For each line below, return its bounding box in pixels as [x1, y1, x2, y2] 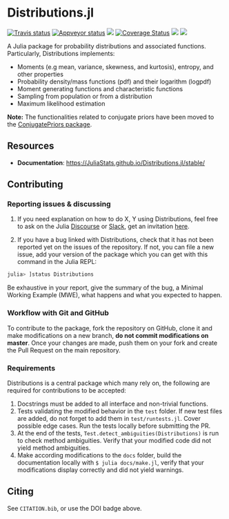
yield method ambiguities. [17, 444, 91, 452]
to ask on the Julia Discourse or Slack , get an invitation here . [17, 223, 190, 231]
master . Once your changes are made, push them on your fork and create [7, 339, 218, 347]
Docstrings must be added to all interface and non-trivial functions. [17, 399, 208, 408]
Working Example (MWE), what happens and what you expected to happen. [7, 291, 223, 299]
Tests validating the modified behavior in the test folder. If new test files [17, 406, 223, 415]
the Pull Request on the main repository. [7, 346, 121, 354]
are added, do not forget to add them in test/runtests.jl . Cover [17, 414, 201, 422]
